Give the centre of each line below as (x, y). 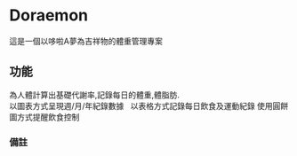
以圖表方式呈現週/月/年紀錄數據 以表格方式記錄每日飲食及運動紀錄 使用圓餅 (149, 105)
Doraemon (49, 16)
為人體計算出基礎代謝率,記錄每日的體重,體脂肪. (95, 95)
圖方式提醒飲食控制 (44, 117)
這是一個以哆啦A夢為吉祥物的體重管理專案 (86, 41)
